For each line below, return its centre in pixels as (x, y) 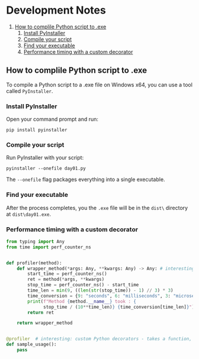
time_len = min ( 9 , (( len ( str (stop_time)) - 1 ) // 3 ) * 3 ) (100, 290)
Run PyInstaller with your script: (45, 158)
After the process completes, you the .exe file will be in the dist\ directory (97, 208)
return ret (41, 312)
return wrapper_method (45, 323)
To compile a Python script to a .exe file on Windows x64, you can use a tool (99, 85)
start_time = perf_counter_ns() (68, 274)
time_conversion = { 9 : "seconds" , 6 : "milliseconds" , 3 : (99, 296)
